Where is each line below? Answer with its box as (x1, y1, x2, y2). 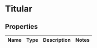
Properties (5, 23, 38, 31)
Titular (5, 3, 33, 14)
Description (43, 37, 71, 43)
